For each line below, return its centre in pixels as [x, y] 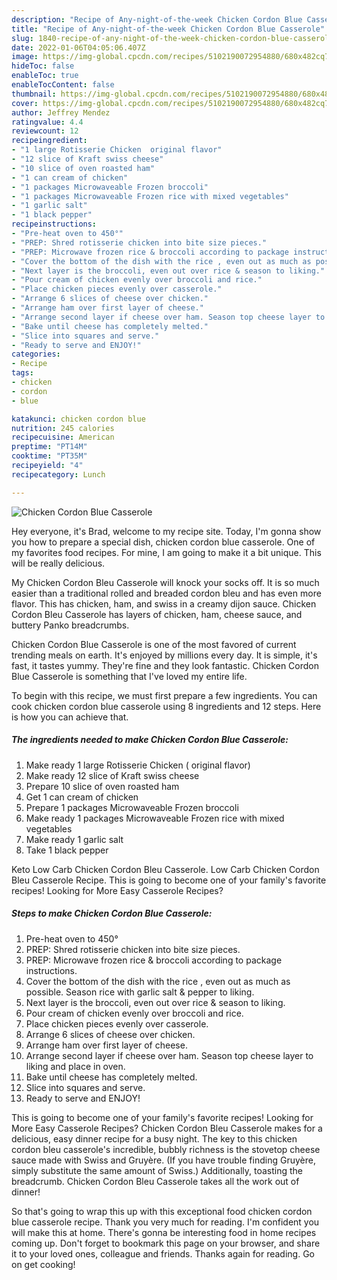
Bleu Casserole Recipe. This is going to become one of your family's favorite [169, 880]
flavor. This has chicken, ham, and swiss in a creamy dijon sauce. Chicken [164, 603]
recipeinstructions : [54, 224]
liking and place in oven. [75, 1066]
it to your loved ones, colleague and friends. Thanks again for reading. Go [163, 1253]
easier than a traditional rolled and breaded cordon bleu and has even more [166, 593]
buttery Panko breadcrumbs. [70, 625]
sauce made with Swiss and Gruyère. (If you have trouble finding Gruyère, [163, 1160]
